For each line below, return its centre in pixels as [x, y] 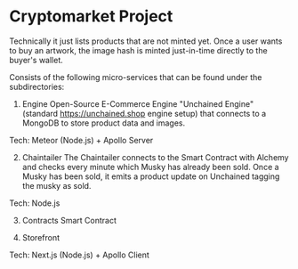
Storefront [41, 237]
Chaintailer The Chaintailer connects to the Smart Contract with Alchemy [155, 157]
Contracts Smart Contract [69, 220]
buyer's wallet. [36, 60]
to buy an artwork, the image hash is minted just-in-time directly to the [139, 50]
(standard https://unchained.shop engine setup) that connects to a [144, 113]
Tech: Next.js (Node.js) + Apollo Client [79, 255]
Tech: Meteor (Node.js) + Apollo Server [81, 140]
